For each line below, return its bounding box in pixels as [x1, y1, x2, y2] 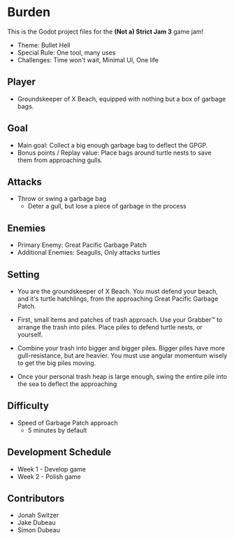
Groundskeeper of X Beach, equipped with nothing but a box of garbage [17, 94, 226, 103]
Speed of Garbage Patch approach [17, 418, 118, 427]
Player [7, 76, 36, 88]
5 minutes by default [27, 426, 87, 434]
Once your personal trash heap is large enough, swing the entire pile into [17, 372, 227, 381]
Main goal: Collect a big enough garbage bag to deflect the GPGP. [17, 141, 208, 149]
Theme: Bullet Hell [17, 41, 71, 49]
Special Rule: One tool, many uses [17, 48, 116, 57]
